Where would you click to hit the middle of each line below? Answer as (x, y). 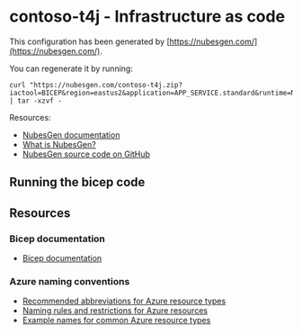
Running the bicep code (77, 182)
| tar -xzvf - (36, 101)
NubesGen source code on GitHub (86, 154)
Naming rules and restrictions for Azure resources (115, 311)
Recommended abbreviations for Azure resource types (124, 301)
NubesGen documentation (71, 135)
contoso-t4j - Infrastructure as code (147, 17)
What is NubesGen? (59, 144)
